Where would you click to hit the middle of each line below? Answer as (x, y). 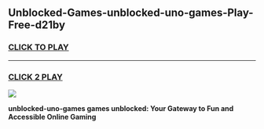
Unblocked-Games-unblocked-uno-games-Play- (131, 13)
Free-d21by (37, 25)
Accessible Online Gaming (52, 116)
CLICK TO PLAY (38, 48)
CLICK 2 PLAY (35, 77)
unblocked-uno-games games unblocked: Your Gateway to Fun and (121, 108)
